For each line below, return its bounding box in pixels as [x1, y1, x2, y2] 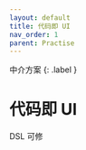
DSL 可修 [9, 131, 43, 142]
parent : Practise [9, 38, 75, 48]
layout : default [9, 13, 71, 23]
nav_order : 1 [9, 30, 59, 39]
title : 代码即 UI [9, 22, 71, 31]
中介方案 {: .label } [9, 64, 78, 75]
